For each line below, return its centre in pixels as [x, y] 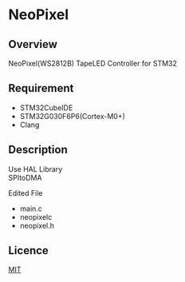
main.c [31, 209]
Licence [29, 250]
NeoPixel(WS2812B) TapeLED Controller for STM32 [93, 63]
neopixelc [36, 216]
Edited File [26, 193]
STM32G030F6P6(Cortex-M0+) [73, 116]
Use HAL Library [35, 169]
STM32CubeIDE [46, 107]
